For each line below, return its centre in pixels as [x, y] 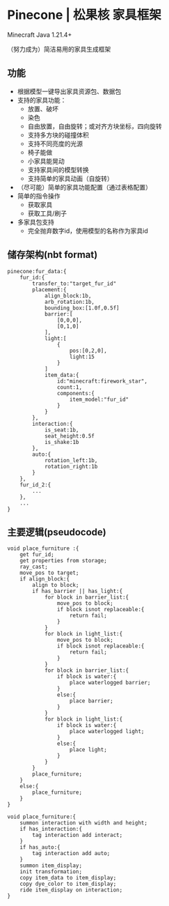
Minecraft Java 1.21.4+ [40, 34]
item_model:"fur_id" [99, 399]
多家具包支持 [35, 222]
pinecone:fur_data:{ [37, 271]
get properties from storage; [64, 561]
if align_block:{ [45, 579]
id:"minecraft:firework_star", [102, 381]
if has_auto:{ [40, 847]
